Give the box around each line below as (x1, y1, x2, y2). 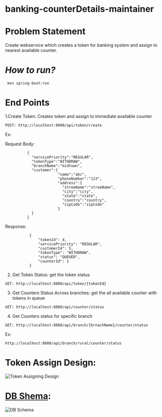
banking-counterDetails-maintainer (5, 3, 154, 15)
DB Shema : (5, 390, 51, 402)
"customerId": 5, (38, 246, 74, 251)
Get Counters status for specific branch (12, 313, 93, 319)
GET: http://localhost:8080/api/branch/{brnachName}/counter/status (5, 323, 148, 328)
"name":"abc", (57, 172, 87, 177)
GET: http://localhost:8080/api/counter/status (5, 305, 105, 309)
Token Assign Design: (5, 357, 96, 368)
